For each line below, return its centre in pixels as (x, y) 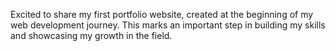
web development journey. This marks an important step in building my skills (168, 25)
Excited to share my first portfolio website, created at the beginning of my (162, 14)
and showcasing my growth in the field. (91, 35)
